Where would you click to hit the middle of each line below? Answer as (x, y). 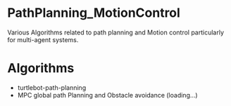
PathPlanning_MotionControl (94, 13)
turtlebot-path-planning (52, 87)
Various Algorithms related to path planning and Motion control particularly (115, 32)
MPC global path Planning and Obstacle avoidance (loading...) (108, 95)
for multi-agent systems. (43, 39)
